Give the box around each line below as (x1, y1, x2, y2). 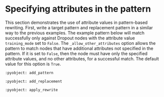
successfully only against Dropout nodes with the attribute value (5, 35, 135, 41)
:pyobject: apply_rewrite (5, 87, 58, 92)
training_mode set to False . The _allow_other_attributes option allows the (5, 40, 156, 46)
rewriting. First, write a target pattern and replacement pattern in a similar (5, 24, 153, 30)
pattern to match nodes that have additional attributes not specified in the (5, 45, 153, 51)
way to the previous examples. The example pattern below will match (5, 30, 145, 36)
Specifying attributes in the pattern (5, 3, 151, 15)
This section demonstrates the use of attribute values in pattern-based (5, 19, 148, 25)
